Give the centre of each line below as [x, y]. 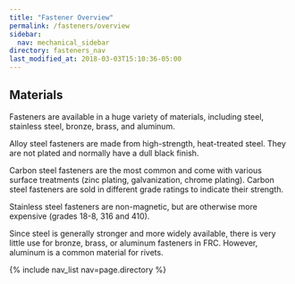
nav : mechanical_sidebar [63, 42]
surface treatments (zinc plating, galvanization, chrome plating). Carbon [142, 180]
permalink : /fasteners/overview [69, 26]
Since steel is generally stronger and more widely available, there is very [143, 233]
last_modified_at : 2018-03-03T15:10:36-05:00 [95, 59]
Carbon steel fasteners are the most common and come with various [135, 170]
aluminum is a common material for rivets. [86, 252]
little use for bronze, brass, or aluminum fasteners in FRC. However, [134, 243]
